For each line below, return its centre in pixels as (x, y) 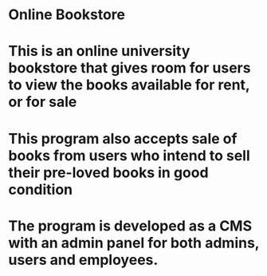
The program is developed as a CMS (130, 226)
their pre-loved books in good (108, 172)
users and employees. (83, 260)
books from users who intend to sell (130, 155)
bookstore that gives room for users (130, 68)
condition (41, 189)
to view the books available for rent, (129, 85)
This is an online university (99, 51)
